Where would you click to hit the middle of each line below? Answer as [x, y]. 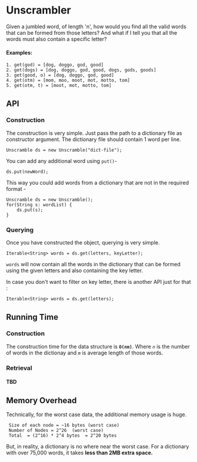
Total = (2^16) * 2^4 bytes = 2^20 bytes [63, 436]
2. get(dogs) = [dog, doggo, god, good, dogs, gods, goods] [81, 70]
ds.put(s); [30, 210]
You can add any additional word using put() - [62, 161]
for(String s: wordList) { [39, 205]
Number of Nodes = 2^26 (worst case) [56, 431]
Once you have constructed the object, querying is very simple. [83, 243]
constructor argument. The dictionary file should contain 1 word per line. [94, 139]
